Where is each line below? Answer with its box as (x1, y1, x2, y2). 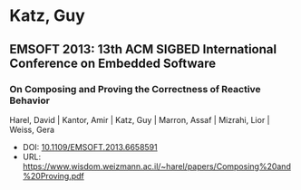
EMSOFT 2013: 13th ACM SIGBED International (9, 42, 277, 57)
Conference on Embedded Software (9, 55, 216, 71)
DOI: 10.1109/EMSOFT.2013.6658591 (22, 141, 158, 152)
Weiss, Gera (9, 124, 55, 135)
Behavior (9, 94, 50, 107)
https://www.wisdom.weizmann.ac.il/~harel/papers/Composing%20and (22, 160, 292, 172)
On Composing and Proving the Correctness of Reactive (9, 82, 261, 95)
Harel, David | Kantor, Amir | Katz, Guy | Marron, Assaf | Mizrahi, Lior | (9, 114, 270, 125)
